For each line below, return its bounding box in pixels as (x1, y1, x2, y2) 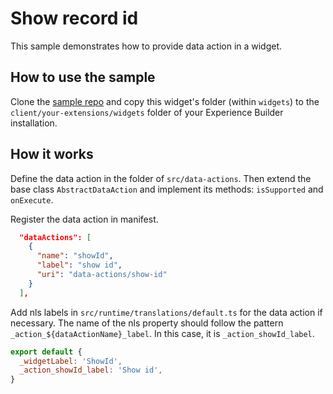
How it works (10, 146, 94, 163)
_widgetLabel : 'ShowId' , (19, 356, 123, 366)
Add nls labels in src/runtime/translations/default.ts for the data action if (10, 306, 323, 318)
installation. (10, 117, 58, 129)
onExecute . (10, 193, 54, 206)
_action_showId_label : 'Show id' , (19, 365, 163, 376)
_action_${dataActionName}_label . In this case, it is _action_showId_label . (10, 327, 315, 339)
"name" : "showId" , (36, 251, 114, 261)
